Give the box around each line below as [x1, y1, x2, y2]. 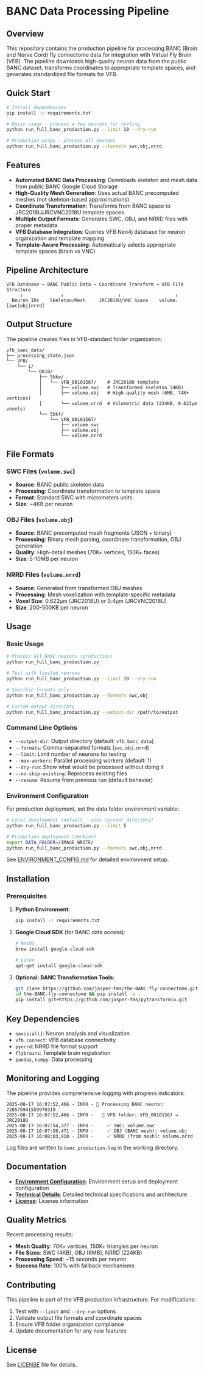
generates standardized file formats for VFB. [6, 71, 118, 77]
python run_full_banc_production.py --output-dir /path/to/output [6, 709, 178, 715]
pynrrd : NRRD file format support [15, 1043, 98, 1050]
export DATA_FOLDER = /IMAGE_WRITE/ [6, 839, 94, 845]
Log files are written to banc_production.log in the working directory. [6, 1144, 178, 1151]
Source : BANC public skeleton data [15, 481, 105, 488]
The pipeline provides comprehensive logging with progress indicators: [6, 1089, 185, 1097]
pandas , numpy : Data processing [15, 1055, 93, 1063]
